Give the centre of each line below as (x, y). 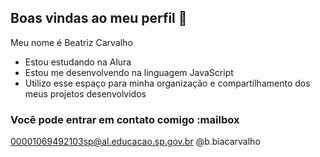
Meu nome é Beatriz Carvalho (71, 42)
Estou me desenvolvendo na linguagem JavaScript (129, 72)
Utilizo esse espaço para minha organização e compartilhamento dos (167, 83)
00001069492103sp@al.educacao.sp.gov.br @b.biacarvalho (135, 142)
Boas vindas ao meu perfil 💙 (99, 18)
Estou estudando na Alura (78, 62)
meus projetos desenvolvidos (85, 93)
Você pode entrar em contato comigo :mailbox (125, 119)
